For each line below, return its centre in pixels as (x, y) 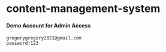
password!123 (22, 44)
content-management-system (83, 9)
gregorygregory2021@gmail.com (44, 38)
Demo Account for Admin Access (49, 25)
